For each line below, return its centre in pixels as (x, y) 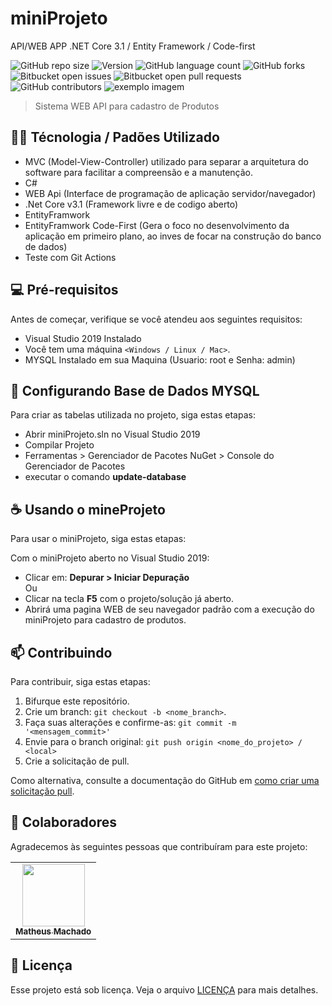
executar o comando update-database (105, 477)
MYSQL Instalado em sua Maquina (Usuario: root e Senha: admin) (160, 359)
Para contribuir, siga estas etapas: (80, 681)
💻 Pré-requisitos (64, 290)
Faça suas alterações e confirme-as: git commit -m (130, 722)
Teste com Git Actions (70, 257)
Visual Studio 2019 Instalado (83, 338)
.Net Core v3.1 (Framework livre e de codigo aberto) (131, 204)
